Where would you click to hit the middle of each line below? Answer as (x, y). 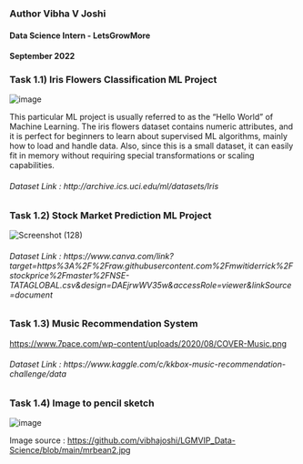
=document (31, 295)
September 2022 (42, 56)
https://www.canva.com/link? (119, 256)
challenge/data (38, 374)
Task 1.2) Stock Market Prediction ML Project (111, 215)
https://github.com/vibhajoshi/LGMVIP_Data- (151, 440)
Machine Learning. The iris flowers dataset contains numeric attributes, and (151, 126)
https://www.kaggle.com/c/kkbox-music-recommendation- (175, 364)
